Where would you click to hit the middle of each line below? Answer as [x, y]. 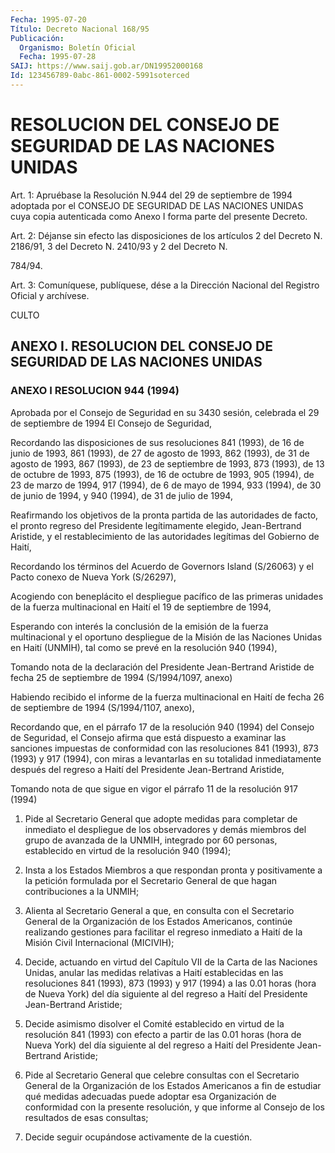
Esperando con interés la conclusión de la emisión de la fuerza [139, 626]
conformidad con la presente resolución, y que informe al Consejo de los [174, 1107]
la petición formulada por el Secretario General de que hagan [151, 880]
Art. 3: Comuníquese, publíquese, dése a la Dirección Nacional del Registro [165, 285]
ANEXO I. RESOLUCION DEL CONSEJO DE [141, 346]
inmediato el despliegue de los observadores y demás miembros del [165, 829]
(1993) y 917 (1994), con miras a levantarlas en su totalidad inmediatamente [166, 758]
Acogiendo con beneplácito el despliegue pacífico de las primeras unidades [167, 596]
